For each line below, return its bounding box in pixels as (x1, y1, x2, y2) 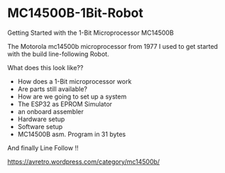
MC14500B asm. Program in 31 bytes (17, 130, 126, 138)
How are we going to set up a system (17, 92, 127, 101)
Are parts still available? (17, 84, 87, 93)
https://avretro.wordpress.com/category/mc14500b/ (7, 157, 160, 166)
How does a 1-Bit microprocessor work (17, 77, 132, 86)
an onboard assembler (17, 107, 84, 116)
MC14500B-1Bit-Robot (7, 5, 143, 21)
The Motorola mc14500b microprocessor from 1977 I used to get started (7, 42, 219, 50)
